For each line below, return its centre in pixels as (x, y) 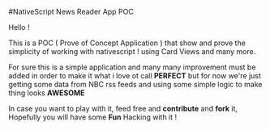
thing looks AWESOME (47, 93)
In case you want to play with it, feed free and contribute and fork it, (123, 109)
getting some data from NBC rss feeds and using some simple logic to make (135, 84)
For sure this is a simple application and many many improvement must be (132, 67)
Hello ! (19, 27)
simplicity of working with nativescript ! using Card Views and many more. (132, 51)
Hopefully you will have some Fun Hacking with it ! (93, 117)
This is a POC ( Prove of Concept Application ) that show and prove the (127, 43)
